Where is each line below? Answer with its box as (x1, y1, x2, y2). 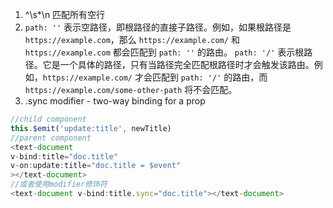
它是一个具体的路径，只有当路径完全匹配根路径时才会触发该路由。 (42, 59, 315, 70)
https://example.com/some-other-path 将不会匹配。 (24, 84, 238, 95)
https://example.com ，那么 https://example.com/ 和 (24, 34, 240, 45)
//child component (10, 114, 87, 124)
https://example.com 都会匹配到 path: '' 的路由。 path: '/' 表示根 (24, 46, 305, 58)
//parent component (10, 133, 92, 143)
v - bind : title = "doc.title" (10, 151, 118, 162)
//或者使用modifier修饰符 (10, 179, 108, 190)
